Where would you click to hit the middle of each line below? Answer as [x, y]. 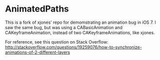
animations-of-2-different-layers [38, 52]
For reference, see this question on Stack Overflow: [57, 42]
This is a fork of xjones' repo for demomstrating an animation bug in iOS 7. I [80, 22]
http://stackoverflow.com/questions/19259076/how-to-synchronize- [73, 47]
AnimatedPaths [37, 9]
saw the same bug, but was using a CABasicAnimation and [64, 27]
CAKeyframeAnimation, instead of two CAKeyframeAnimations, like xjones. [80, 32]
